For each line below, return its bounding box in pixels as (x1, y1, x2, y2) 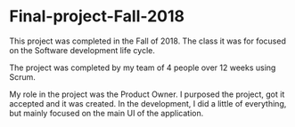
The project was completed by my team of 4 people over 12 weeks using (9, 62, 276, 73)
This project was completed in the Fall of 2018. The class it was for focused (9, 36, 287, 46)
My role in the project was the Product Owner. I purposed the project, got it (9, 89, 285, 99)
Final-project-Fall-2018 (9, 6, 185, 27)
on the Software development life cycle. (9, 44, 156, 55)
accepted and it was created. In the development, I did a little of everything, (9, 98, 287, 108)
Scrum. (9, 71, 36, 82)
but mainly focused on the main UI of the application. (9, 107, 204, 118)
